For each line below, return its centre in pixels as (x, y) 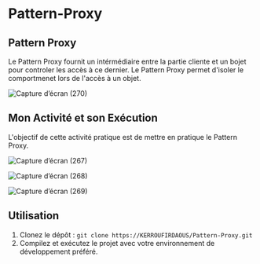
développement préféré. (59, 251)
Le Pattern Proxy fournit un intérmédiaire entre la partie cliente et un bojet (127, 61)
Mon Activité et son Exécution (83, 118)
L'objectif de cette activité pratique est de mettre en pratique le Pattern (123, 137)
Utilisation (34, 216)
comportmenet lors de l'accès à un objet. (75, 78)
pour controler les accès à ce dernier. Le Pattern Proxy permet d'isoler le (126, 70)
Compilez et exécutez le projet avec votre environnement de (117, 243)
